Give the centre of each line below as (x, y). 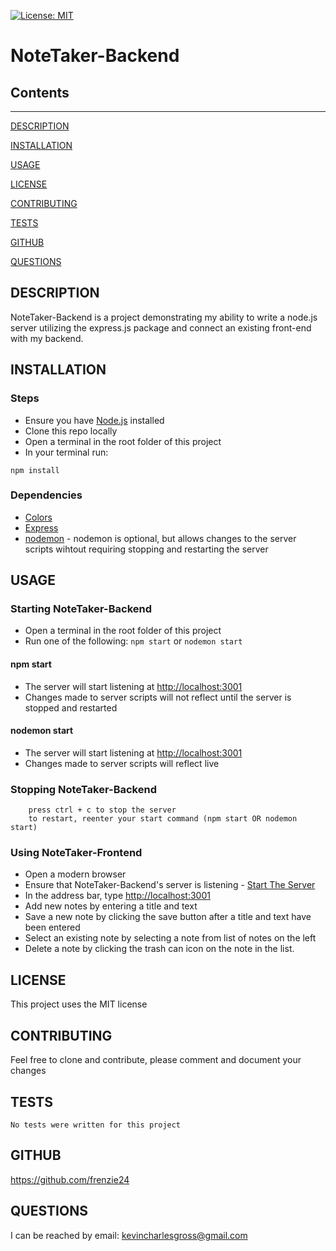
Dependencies (46, 495)
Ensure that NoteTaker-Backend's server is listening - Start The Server (170, 885)
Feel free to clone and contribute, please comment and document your (156, 1060)
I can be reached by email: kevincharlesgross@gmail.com (129, 1235)
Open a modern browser (75, 874)
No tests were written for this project (96, 1125)
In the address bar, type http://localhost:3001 (117, 896)
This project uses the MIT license (79, 1004)
